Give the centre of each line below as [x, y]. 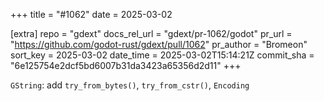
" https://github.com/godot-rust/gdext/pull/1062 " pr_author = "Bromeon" [159, 44]
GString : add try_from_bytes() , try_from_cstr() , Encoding [130, 85]
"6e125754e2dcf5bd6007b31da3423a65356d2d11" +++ [126, 65]
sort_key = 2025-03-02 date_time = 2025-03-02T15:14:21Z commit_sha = [162, 55]
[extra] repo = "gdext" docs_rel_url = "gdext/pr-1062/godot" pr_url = [151, 33]
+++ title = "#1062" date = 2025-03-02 [91, 14]
